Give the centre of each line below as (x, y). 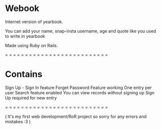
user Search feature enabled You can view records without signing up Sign (80, 92)
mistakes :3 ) (18, 121)
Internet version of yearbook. (34, 22)
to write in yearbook (25, 36)
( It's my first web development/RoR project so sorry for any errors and (76, 116)
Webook (22, 8)
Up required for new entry (31, 98)
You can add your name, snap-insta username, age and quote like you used (80, 31)
